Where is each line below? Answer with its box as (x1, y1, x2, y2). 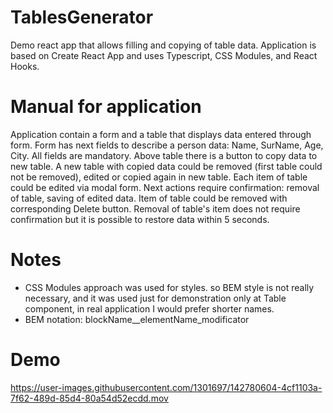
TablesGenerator (10, 6, 154, 29)
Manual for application (10, 96, 202, 118)
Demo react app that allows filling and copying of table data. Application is (10, 39, 317, 51)
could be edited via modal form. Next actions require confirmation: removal (10, 181, 320, 193)
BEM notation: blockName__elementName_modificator (24, 313, 250, 325)
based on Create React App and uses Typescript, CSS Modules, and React (10, 49, 318, 61)
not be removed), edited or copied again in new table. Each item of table (10, 171, 308, 183)
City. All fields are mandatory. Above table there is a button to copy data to (10, 149, 318, 161)
